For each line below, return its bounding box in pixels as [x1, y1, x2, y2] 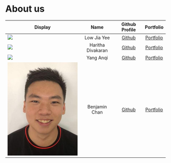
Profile [121, 26, 136, 33]
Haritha [89, 42, 105, 48]
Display [34, 24, 51, 30]
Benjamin [87, 104, 107, 110]
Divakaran [86, 47, 108, 53]
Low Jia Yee [84, 34, 110, 41]
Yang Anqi [86, 55, 108, 61]
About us [5, 3, 45, 15]
